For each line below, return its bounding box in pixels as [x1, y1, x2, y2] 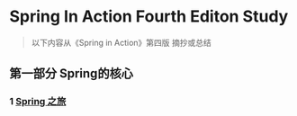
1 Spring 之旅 [9, 95, 67, 108]
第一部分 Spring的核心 [9, 66, 133, 82]
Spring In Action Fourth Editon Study [9, 6, 289, 27]
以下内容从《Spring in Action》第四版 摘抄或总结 [31, 37, 211, 48]
